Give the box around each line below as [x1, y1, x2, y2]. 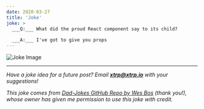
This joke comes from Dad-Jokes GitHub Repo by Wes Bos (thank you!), [6, 89, 187, 96]
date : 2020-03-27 [6, 8, 50, 15]
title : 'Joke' [6, 15, 42, 21]
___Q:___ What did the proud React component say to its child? [12, 25, 178, 32]
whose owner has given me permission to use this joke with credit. [6, 96, 173, 103]
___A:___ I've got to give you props [12, 37, 107, 43]
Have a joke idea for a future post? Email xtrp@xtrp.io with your [6, 71, 168, 78]
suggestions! [6, 78, 39, 85]
